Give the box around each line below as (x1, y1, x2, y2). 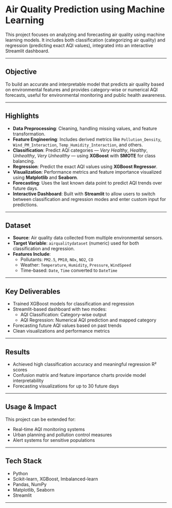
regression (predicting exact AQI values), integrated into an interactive (5, 42, 154, 48)
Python (12, 470, 28, 476)
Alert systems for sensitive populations (12, 437, 95, 443)
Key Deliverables (5, 287, 60, 296)
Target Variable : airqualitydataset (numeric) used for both (12, 240, 139, 247)
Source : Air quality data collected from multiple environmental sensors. (12, 235, 164, 241)
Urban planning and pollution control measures (12, 432, 112, 438)
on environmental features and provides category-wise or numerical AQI (5, 86, 158, 93)
